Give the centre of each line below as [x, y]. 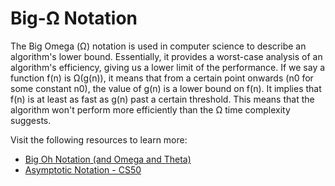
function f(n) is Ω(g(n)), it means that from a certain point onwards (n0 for [162, 78]
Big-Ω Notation [74, 18]
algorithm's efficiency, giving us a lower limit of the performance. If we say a [168, 67]
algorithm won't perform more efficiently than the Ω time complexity [150, 109]
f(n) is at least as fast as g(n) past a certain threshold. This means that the [162, 99]
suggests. [31, 120]
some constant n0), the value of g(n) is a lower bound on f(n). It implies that [166, 88]
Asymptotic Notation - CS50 [83, 169]
